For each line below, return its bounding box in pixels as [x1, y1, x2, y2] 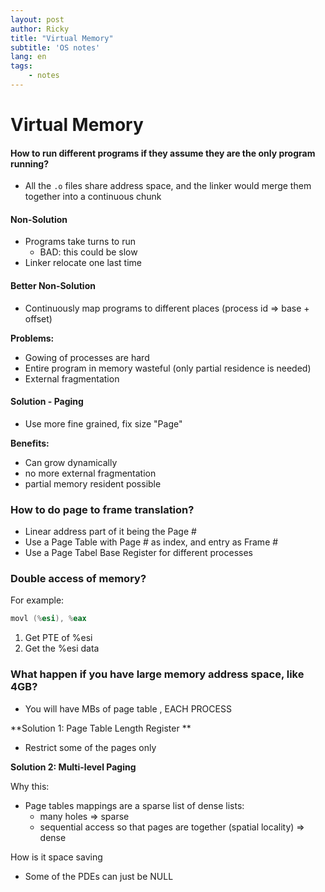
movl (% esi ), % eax [10, 614, 87, 624]
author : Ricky [10, 24, 70, 34]
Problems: [10, 332, 55, 344]
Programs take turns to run [24, 236, 136, 248]
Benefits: [10, 437, 50, 449]
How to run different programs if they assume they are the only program [10, 147, 316, 159]
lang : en [10, 52, 47, 62]
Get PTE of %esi [24, 632, 93, 644]
